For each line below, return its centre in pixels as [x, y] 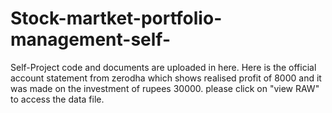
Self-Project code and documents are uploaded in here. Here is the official [163, 67]
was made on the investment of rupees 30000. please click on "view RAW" [165, 88]
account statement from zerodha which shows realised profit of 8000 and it [166, 78]
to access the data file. [57, 99]
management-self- [91, 39]
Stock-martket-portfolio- [116, 18]
